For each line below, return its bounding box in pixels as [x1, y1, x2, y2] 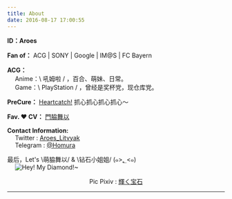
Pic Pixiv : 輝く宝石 [89, 177, 143, 185]
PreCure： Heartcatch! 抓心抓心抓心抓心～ [7, 97, 129, 106]
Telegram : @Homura [14, 141, 76, 149]
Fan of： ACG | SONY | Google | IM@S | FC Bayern [7, 51, 153, 59]
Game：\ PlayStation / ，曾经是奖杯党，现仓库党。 [14, 83, 158, 91]
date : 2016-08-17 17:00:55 [7, 17, 85, 23]
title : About [7, 10, 45, 17]
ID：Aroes [7, 36, 37, 45]
